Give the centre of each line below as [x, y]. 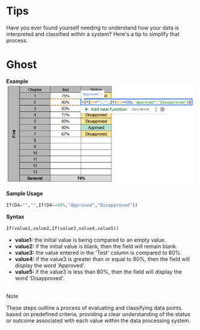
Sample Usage [25, 193]
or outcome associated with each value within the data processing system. [99, 320]
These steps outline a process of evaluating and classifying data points [94, 308]
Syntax [15, 217]
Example [17, 81]
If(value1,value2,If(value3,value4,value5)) [63, 228]
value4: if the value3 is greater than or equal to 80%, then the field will [102, 259]
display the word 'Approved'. [50, 265]
